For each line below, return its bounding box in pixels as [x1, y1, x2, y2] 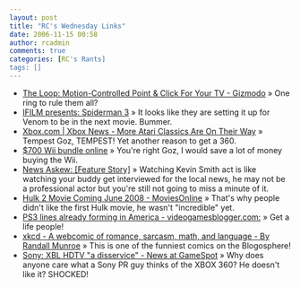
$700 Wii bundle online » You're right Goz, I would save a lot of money [21, 144, 283, 155]
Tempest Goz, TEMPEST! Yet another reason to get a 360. [21, 135, 237, 146]
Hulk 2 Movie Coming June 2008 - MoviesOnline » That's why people [21, 192, 280, 203]
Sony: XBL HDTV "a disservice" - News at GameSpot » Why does [21, 249, 264, 260]
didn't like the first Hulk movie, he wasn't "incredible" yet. [21, 202, 235, 213]
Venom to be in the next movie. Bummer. [21, 116, 173, 126]
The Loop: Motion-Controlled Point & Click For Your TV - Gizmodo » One [21, 87, 290, 99]
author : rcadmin [9, 38, 70, 48]
